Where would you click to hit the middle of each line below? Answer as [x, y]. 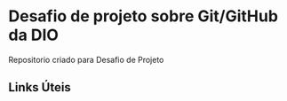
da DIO [34, 35]
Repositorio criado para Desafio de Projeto [86, 59]
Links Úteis [40, 87]
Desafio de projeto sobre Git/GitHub [143, 16]
